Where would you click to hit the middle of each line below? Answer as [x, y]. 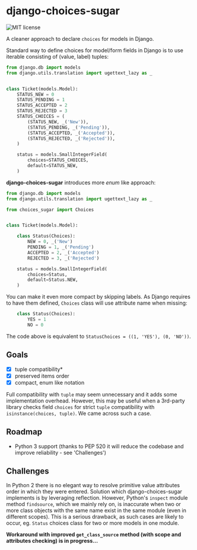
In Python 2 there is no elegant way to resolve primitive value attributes [93, 485]
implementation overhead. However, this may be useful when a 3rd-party [96, 401]
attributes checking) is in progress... [52, 541]
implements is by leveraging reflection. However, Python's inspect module [97, 498]
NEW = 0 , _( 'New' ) [50, 242]
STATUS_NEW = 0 [36, 94]
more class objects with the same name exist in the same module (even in [96, 510]
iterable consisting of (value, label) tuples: [57, 56]
